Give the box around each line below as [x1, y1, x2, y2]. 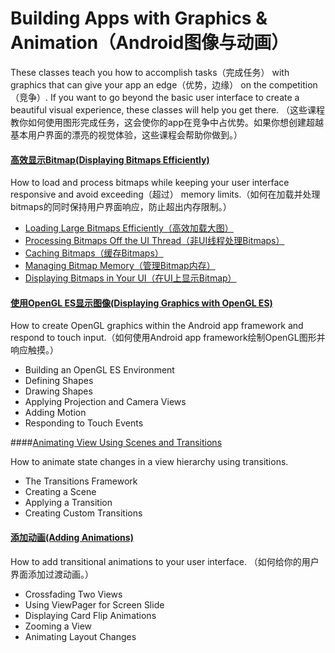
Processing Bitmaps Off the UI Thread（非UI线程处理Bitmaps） [24, 235, 285, 247]
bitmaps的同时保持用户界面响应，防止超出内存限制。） [10, 201, 232, 213]
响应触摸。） [10, 344, 59, 356]
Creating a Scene [24, 486, 97, 498]
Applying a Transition [24, 497, 113, 509]
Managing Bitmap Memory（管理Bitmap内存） [24, 260, 216, 272]
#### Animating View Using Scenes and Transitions [10, 437, 223, 449]
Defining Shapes [24, 375, 94, 387]
